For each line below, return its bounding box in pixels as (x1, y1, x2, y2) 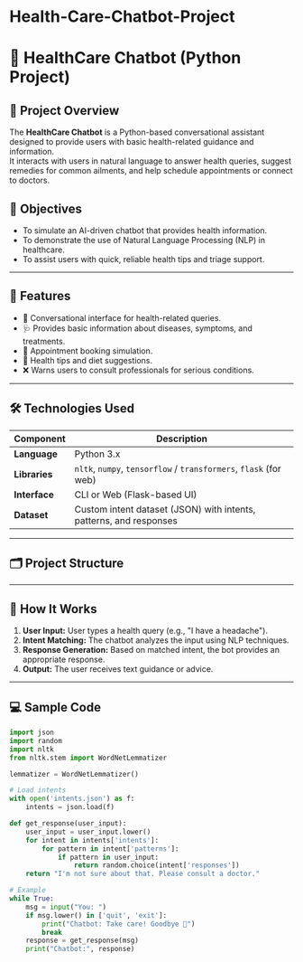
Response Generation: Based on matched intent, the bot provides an (22, 645, 280, 655)
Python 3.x (74, 448, 121, 460)
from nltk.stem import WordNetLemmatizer (9, 753, 168, 762)
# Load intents (9, 786, 67, 795)
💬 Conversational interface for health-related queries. (22, 312, 222, 323)
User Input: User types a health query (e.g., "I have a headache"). (22, 626, 269, 637)
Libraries (14, 467, 53, 480)
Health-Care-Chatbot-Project (9, 6, 235, 27)
